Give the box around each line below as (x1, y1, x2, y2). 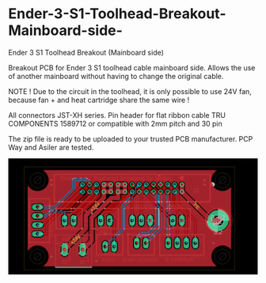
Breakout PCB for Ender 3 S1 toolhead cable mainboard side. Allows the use (8, 62, 256, 72)
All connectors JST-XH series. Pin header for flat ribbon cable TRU (8, 110, 226, 119)
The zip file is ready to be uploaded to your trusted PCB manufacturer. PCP (8, 134, 253, 143)
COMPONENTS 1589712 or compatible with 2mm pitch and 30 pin (8, 119, 223, 128)
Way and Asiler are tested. (8, 142, 94, 152)
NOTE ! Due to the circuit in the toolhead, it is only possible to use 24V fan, (8, 86, 252, 96)
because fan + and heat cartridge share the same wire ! (8, 95, 190, 104)
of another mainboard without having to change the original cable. (8, 71, 224, 81)
